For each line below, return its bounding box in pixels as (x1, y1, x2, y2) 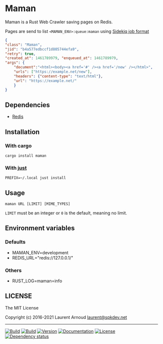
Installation (5, 128, 40, 136)
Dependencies (5, 100, 50, 109)
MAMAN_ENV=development (12, 249, 69, 255)
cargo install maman (5, 153, 47, 158)
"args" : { (5, 60, 25, 66)
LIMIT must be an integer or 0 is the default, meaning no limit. (5, 210, 128, 216)
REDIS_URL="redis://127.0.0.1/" (12, 255, 74, 261)
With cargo (5, 142, 32, 149)
